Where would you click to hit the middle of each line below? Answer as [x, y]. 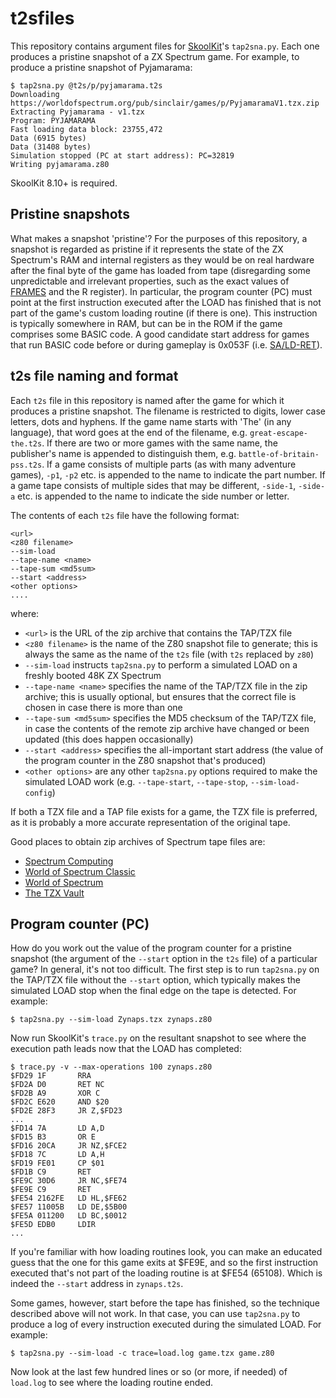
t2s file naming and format [94, 376]
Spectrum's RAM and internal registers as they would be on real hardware [162, 259]
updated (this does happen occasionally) [109, 739]
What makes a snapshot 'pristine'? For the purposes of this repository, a [159, 238]
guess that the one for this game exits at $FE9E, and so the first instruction [164, 1263]
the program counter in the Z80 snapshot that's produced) [145, 760]
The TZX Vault [54, 893]
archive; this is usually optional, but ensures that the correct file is [160, 696]
